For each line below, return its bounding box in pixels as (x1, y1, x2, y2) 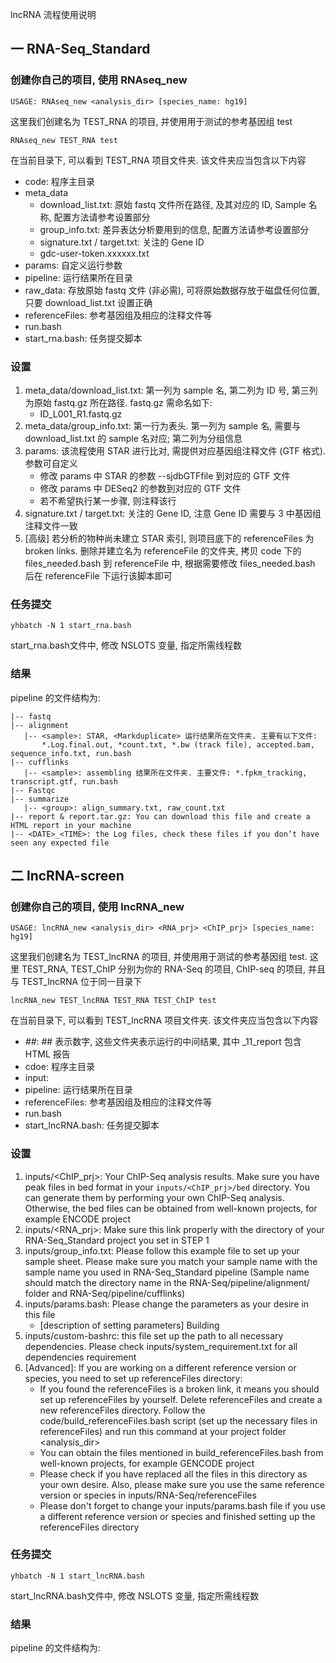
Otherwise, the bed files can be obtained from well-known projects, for (24, 1202, 318, 1214)
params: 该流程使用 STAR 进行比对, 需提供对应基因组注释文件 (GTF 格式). (24, 444, 326, 457)
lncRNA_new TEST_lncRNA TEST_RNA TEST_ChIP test (10, 996, 217, 1006)
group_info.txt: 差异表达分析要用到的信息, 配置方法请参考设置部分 (39, 223, 310, 235)
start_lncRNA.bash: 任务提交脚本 (24, 1119, 160, 1132)
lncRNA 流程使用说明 (10, 9, 97, 20)
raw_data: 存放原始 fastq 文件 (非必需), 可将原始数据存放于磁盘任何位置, (24, 284, 320, 296)
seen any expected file (10, 838, 110, 848)
